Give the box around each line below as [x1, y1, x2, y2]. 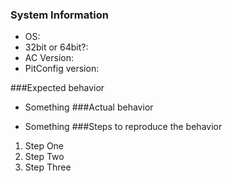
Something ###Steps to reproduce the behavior [24, 121, 223, 133]
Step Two [24, 151, 65, 163]
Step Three [24, 161, 72, 173]
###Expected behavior [10, 82, 105, 94]
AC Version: [24, 52, 75, 64]
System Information [10, 8, 109, 22]
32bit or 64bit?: [24, 41, 89, 53]
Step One [24, 140, 65, 152]
